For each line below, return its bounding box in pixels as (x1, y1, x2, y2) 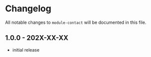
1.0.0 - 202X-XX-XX (5, 34, 68, 42)
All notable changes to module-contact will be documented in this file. (5, 19, 147, 25)
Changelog (5, 3, 51, 14)
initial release (12, 47, 40, 53)
